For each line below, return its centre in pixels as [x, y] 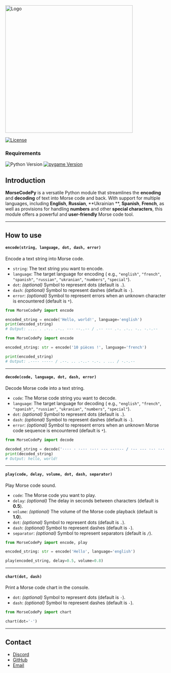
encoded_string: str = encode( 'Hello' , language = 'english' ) [70, 552]
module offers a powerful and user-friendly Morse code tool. [69, 214]
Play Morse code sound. [31, 485]
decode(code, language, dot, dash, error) [51, 377]
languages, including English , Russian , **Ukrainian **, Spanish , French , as [85, 204]
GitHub [20, 660]
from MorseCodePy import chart [38, 612]
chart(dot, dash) [24, 577]
